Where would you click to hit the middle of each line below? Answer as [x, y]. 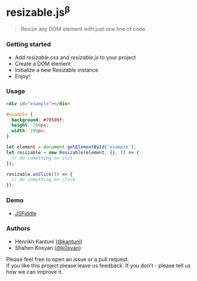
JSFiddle [26, 213]
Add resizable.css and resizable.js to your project [75, 57]
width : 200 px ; [29, 131]
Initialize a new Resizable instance [57, 70]
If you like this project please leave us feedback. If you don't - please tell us [99, 265]
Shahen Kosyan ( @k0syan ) [48, 248]
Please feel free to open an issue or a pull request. [68, 259]
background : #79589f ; [38, 120]
